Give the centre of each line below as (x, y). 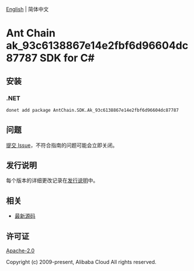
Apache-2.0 (20, 251)
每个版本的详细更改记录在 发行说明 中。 (52, 180)
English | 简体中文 (27, 9)
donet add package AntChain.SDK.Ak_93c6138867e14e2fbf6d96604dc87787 (93, 110)
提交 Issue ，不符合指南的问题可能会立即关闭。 (62, 145)
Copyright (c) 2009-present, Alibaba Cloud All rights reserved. (81, 262)
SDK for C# (67, 58)
